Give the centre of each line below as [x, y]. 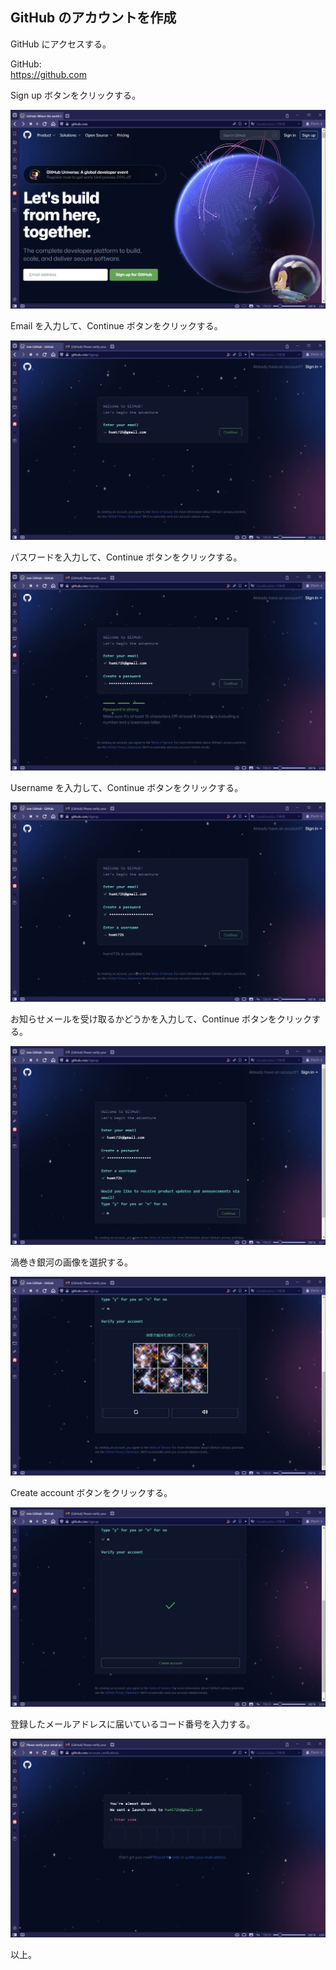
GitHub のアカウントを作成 [93, 18]
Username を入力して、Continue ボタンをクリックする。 [127, 788]
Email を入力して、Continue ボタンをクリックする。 [116, 326]
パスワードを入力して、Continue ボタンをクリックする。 [126, 557]
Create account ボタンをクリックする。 [91, 1493]
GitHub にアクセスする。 [61, 44]
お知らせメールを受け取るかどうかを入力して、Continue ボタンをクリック [161, 1019]
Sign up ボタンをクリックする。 [75, 95]
